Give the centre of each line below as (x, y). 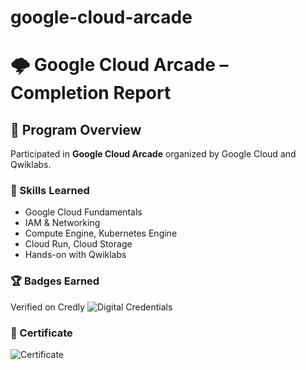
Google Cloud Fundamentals (83, 212)
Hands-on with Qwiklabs (75, 255)
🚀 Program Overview (76, 129)
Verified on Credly (48, 307)
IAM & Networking (62, 223)
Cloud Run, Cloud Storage (78, 244)
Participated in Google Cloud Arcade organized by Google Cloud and (153, 154)
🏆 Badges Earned (55, 281)
